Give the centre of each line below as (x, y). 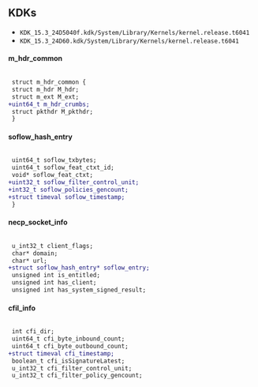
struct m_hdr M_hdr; (45, 89)
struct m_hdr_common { (49, 82)
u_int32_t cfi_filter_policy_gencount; (77, 376)
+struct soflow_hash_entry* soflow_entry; (79, 268)
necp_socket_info (38, 222)
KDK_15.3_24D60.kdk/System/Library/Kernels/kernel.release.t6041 (129, 41)
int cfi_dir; (33, 332)
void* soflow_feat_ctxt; (52, 175)
